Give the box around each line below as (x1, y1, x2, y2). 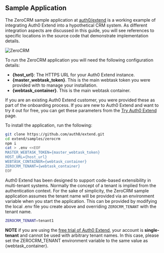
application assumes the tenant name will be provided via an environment (5, 193, 155, 199)
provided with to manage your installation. (12, 82, 98, 88)
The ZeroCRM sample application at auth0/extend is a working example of (5, 17, 156, 23)
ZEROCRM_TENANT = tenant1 (5, 218, 54, 223)
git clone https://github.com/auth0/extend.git (5, 131, 105, 137)
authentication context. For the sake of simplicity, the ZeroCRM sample (5, 188, 149, 193)
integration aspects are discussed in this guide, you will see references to (5, 27, 154, 33)
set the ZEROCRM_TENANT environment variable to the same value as (5, 237, 148, 243)
